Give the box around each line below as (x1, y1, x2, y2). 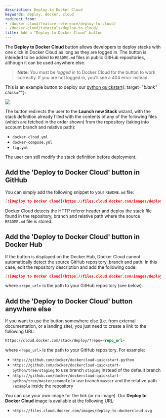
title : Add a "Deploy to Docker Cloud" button (5, 30, 103, 35)
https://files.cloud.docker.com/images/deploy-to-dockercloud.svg (12, 409, 152, 414)
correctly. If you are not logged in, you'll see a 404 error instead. (17, 75, 149, 80)
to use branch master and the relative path (71, 378, 157, 384)
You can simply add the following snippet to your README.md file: (5, 189, 134, 195)
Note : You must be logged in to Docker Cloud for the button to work (17, 69, 156, 75)
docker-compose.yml (12, 140, 53, 145)
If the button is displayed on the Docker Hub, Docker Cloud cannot (5, 253, 141, 259)
